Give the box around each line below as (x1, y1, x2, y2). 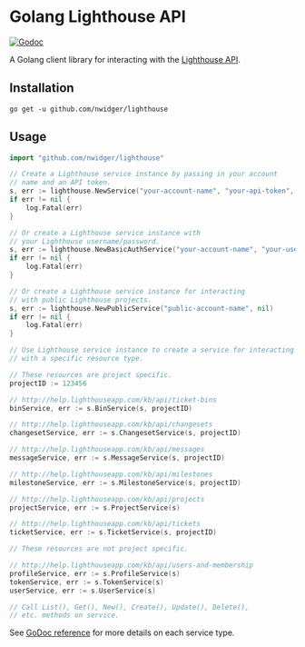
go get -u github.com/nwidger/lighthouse (9, 105, 169, 114)
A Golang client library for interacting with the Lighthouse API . (9, 54, 241, 65)
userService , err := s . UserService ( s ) (9, 586, 156, 595)
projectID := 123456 (9, 379, 88, 388)
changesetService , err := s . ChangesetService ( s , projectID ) (9, 429, 242, 438)
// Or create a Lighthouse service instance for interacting (9, 286, 246, 296)
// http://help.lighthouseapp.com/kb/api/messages (9, 445, 205, 454)
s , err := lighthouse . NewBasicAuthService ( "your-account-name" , (9, 245, 258, 254)
